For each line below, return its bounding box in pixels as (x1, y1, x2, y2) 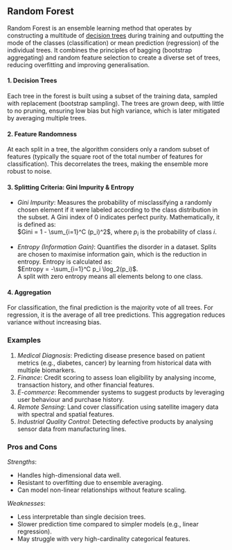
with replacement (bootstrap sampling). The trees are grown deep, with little (7, 100, 225, 108)
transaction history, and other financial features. (17, 381, 154, 389)
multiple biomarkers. (17, 366, 76, 374)
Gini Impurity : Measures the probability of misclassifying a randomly (17, 199, 213, 207)
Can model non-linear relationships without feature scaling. (17, 486, 187, 494)
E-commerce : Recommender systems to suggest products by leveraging (17, 387, 225, 396)
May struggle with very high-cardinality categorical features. (17, 535, 190, 543)
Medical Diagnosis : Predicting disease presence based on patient (17, 351, 206, 359)
